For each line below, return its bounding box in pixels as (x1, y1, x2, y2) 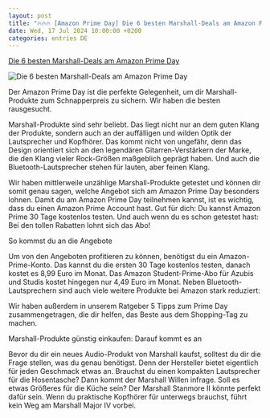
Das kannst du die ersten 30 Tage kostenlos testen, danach (53, 260, 251, 270)
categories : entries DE (8, 34, 88, 43)
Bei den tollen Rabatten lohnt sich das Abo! (8, 221, 151, 230)
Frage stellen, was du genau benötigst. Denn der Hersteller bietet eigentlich (8, 358, 259, 367)
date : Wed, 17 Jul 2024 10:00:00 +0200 (8, 26, 142, 34)
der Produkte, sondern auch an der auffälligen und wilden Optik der (8, 128, 232, 138)
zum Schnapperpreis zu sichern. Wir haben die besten (39, 95, 221, 105)
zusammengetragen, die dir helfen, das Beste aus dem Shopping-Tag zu (8, 310, 248, 319)
